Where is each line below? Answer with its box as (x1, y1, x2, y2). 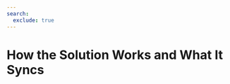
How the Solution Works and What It (6, 47, 224, 63)
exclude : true (13, 17, 54, 24)
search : (6, 10, 30, 17)
